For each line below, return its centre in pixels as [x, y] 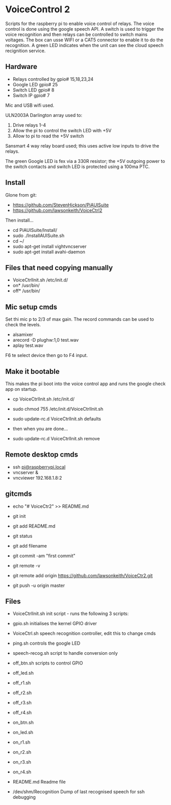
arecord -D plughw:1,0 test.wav [46, 340]
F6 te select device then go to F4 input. [47, 356]
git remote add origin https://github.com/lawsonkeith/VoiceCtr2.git [83, 575]
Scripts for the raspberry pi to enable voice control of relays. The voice [80, 23]
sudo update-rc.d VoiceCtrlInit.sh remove [56, 439]
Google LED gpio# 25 [35, 84]
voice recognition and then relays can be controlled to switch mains [77, 34]
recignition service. [26, 51]
